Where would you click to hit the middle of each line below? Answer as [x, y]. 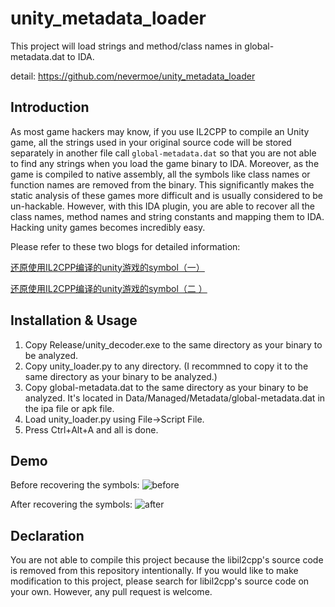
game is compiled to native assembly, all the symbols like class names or [160, 174]
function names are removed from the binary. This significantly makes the [162, 184]
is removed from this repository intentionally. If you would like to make [154, 571]
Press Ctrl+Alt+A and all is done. [91, 429]
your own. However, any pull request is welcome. [111, 592]
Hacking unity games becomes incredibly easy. [108, 227]
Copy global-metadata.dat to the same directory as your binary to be [166, 387]
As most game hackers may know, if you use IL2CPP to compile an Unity [160, 131]
